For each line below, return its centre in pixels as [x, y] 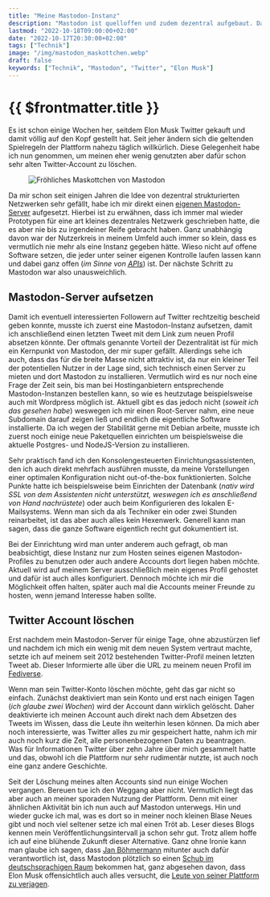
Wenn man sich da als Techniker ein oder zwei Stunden [145, 512]
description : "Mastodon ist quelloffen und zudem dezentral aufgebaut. [131, 23]
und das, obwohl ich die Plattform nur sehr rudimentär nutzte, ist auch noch [133, 758]
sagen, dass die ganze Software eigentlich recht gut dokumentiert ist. [123, 528]
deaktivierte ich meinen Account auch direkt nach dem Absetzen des [123, 715]
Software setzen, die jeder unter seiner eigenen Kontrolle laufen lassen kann [135, 255]
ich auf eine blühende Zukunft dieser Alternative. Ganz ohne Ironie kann [127, 842]
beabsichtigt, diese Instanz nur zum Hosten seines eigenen [106, 552]
